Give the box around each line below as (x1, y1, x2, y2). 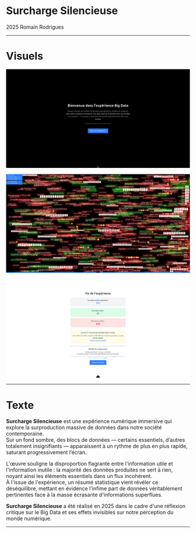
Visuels (6, 50, 44, 63)
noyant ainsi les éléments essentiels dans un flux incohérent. (6, 473, 152, 480)
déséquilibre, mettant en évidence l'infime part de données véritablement (6, 485, 183, 492)
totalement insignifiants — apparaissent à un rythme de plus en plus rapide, (6, 443, 188, 450)
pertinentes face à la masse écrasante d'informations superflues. (6, 491, 163, 498)
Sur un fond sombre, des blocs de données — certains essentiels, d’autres (6, 436, 185, 443)
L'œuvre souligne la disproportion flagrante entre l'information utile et (6, 460, 173, 467)
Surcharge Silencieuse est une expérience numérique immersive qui (6, 418, 172, 425)
